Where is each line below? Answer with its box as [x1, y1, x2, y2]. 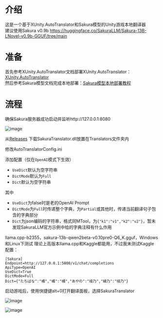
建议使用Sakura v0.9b [5, 27, 49, 33]
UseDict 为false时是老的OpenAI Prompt [12, 199, 90, 205]
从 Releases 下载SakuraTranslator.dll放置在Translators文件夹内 [5, 136, 129, 141]
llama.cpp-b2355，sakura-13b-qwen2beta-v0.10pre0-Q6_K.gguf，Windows [5, 235, 158, 240]
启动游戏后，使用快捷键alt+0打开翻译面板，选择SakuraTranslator [5, 288, 135, 294]
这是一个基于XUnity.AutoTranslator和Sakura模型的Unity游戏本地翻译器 [5, 21, 146, 27]
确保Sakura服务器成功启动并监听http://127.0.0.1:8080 [5, 116, 111, 122]
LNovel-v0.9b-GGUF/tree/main [5, 33, 67, 39]
